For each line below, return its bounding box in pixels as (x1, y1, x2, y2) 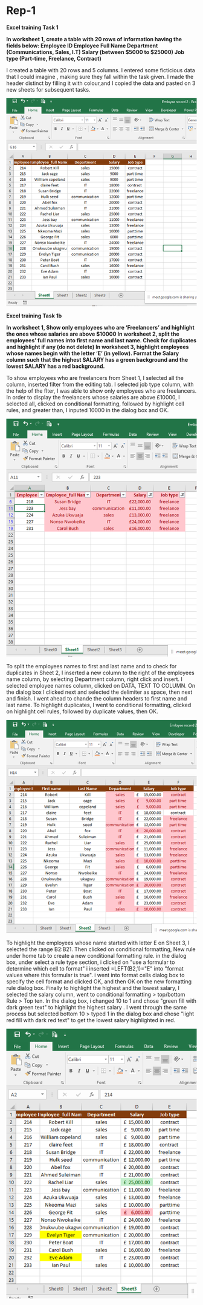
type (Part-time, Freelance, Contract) (6, 55, 101, 62)
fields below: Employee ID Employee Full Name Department (6, 42, 158, 49)
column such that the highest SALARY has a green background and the (6, 356, 188, 363)
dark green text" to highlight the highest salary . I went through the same (6, 1004, 187, 1011)
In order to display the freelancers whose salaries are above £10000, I (6, 393, 180, 401)
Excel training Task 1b (6, 312, 62, 319)
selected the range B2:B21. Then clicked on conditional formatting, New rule (6, 946, 196, 953)
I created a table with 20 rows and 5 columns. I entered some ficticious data (6, 66, 195, 73)
